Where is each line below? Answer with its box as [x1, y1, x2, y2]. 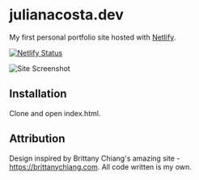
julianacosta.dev [9, 6, 125, 24]
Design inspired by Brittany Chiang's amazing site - [9, 153, 180, 163]
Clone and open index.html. [9, 108, 101, 118]
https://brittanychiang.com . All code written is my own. [9, 161, 193, 171]
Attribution [9, 132, 66, 146]
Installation [9, 87, 67, 101]
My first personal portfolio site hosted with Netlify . [9, 32, 176, 42]
